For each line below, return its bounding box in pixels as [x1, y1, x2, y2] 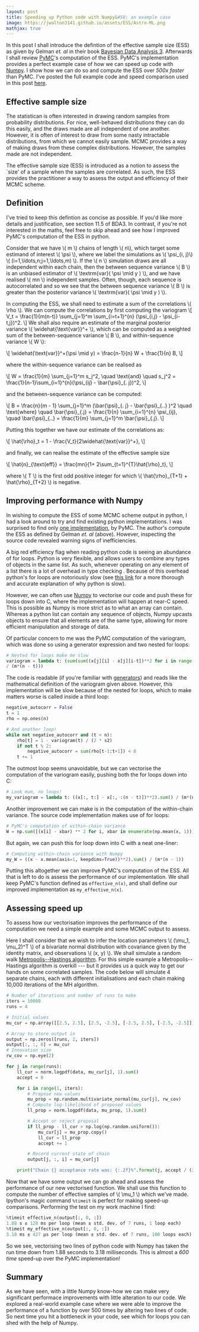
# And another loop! [6, 726, 57, 732]
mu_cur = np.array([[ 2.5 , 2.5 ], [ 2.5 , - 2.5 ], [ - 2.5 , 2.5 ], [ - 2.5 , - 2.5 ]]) [6, 1020, 195, 1026]
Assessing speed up [6, 903, 83, 913]
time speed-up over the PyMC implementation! [6, 1255, 120, 1262]
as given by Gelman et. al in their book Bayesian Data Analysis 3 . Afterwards [6, 48, 192, 55]
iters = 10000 [6, 998, 41, 1004]
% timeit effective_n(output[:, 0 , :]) [6, 1215, 102, 1221]
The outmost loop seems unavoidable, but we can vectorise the [6, 765, 162, 772]
